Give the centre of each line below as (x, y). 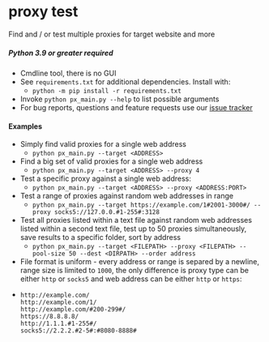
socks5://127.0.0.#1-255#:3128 (107, 212)
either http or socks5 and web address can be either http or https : (131, 279)
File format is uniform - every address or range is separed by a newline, (140, 262)
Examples (26, 126)
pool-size (49, 254)
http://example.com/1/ (58, 302)
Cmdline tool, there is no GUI (68, 73)
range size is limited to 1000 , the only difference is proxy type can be (134, 271)
